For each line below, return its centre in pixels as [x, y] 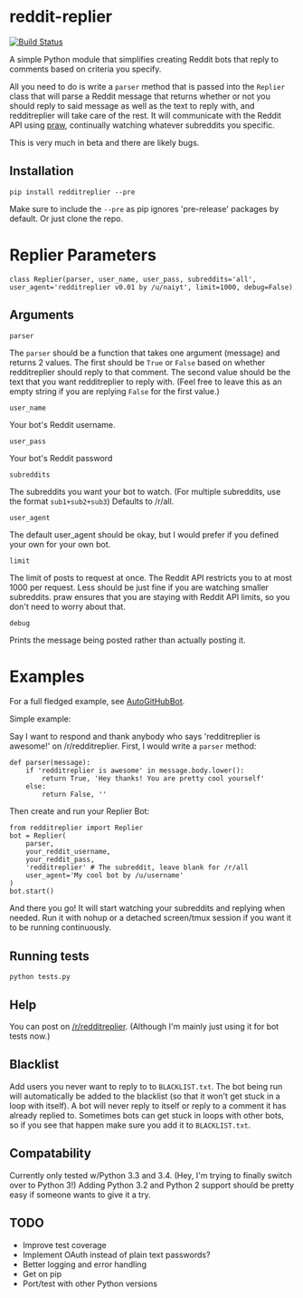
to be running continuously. [60, 927]
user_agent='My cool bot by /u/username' [104, 876]
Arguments [42, 315]
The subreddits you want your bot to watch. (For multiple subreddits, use [145, 491]
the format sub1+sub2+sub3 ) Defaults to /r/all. [92, 501]
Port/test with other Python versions [90, 1283]
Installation [42, 171]
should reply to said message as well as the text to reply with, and [132, 105]
